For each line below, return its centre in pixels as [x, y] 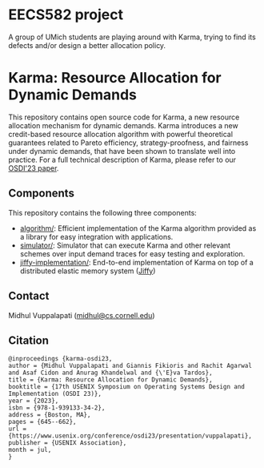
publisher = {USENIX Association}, [68, 443]
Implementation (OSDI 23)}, [55, 394]
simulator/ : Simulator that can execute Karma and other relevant [125, 245]
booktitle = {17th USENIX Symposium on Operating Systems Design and [127, 387]
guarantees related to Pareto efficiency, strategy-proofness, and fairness [128, 143]
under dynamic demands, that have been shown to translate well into [122, 151]
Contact [29, 296]
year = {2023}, [34, 401]
